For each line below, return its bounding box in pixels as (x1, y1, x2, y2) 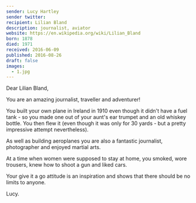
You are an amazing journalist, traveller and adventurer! (6, 96, 141, 103)
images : (6, 63, 25, 69)
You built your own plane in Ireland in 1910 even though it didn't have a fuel (6, 107, 187, 114)
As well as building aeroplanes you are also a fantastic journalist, (6, 137, 163, 144)
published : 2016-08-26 (6, 52, 62, 58)
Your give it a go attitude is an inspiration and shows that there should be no (6, 172, 191, 180)
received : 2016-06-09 (6, 47, 59, 53)
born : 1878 (6, 36, 33, 42)
